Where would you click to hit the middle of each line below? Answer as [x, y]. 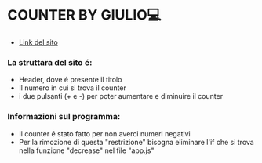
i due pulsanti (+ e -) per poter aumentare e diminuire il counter [121, 96]
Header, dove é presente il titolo [70, 80]
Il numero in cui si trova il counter [73, 88]
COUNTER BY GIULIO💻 [84, 15]
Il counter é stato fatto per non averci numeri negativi [105, 133]
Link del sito [38, 42]
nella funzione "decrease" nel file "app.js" [86, 150]
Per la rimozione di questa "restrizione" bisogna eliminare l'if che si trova [136, 142]
